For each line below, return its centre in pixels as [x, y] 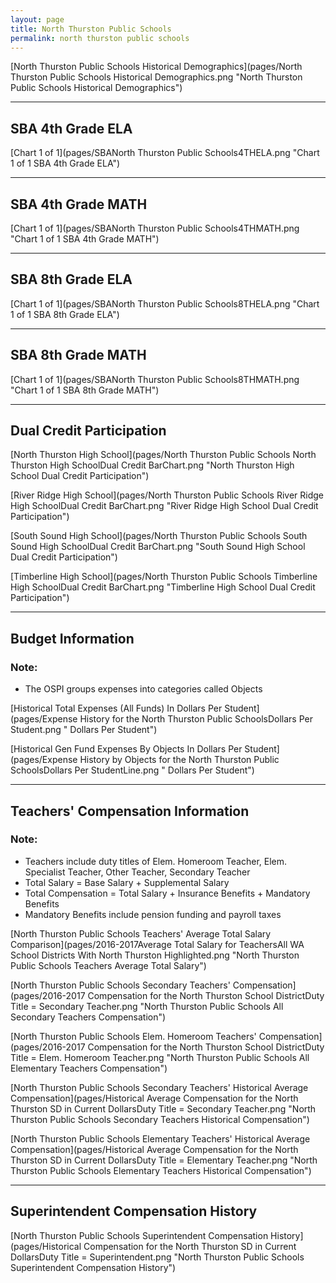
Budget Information [72, 638]
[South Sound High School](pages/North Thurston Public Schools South [159, 536]
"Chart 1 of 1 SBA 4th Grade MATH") [85, 239]
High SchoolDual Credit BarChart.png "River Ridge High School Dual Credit [164, 506]
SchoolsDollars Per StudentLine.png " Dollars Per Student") [132, 770]
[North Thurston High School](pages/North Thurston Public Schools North [163, 455]
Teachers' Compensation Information [130, 811]
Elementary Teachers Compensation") [89, 1068]
